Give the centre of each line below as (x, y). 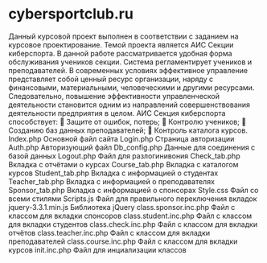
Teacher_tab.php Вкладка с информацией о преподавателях (112, 181)
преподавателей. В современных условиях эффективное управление (128, 70)
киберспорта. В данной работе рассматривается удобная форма (120, 53)
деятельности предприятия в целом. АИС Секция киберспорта (117, 113)
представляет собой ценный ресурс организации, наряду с (111, 79)
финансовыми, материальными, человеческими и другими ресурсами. (131, 87)
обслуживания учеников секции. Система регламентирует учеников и (130, 62)
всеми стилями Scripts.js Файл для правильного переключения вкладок (133, 199)
